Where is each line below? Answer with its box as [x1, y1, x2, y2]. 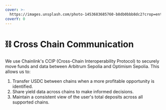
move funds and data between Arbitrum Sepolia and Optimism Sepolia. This [5, 64, 160, 70]
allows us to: [5, 69, 31, 74]
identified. [12, 83, 33, 89]
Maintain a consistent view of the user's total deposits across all [12, 94, 143, 100]
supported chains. [12, 99, 49, 105]
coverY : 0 [5, 16, 26, 21]
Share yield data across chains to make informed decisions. [12, 89, 134, 95]
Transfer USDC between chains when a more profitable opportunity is [12, 78, 155, 84]
